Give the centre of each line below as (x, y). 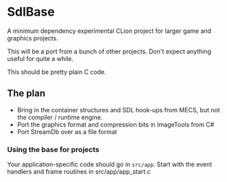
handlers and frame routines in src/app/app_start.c (79, 172)
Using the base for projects (53, 149)
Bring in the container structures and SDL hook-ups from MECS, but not (119, 109)
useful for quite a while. (40, 58)
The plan (26, 93)
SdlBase (31, 12)
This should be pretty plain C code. (57, 72)
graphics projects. (33, 38)
